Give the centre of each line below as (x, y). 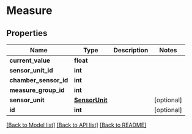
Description (131, 50)
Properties (27, 33)
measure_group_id (37, 90)
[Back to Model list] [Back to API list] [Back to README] (76, 125)
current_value (30, 60)
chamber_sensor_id (39, 80)
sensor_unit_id (31, 70)
